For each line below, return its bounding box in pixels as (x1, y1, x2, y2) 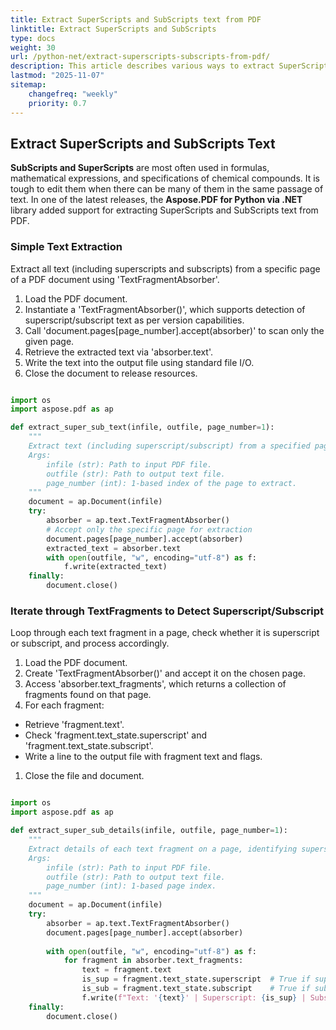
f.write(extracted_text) (63, 562, 168, 572)
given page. (24, 335, 75, 347)
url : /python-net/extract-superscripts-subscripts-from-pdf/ (10, 52, 271, 62)
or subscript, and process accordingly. (10, 637, 170, 650)
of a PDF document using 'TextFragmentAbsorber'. (10, 273, 220, 285)
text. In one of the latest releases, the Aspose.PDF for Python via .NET (10, 194, 303, 206)
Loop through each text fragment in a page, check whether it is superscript (10, 627, 320, 639)
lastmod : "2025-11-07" (10, 71, 105, 81)
